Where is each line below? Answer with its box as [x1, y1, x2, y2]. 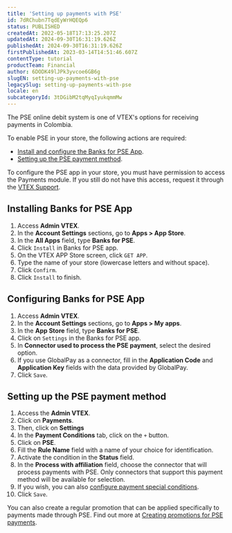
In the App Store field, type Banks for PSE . [17, 326, 140, 335]
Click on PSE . [17, 439, 56, 447]
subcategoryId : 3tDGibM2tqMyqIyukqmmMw [7, 94, 123, 101]
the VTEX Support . [7, 183, 61, 191]
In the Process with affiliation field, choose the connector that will [17, 461, 207, 469]
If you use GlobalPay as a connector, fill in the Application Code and [17, 355, 213, 364]
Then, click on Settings [17, 424, 84, 432]
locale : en [7, 87, 39, 94]
